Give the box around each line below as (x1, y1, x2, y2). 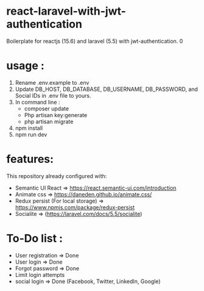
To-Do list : (6, 232, 63, 245)
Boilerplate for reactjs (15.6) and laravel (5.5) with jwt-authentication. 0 (6, 37, 183, 45)
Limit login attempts (15, 271, 65, 278)
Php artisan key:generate (24, 111, 88, 118)
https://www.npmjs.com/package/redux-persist (15, 203, 135, 211)
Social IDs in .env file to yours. (15, 92, 91, 99)
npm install (15, 124, 43, 132)
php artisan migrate (24, 118, 74, 125)
